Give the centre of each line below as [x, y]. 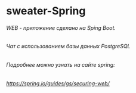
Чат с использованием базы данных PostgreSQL [68, 46]
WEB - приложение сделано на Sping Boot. [61, 27]
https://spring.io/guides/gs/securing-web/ [58, 83]
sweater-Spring [46, 11]
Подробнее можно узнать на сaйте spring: [61, 65]
